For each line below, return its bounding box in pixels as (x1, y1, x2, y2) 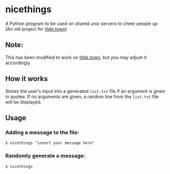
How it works (5, 74, 48, 83)
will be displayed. (5, 98, 42, 105)
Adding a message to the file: (5, 129, 80, 136)
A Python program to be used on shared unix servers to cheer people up (5, 20, 158, 27)
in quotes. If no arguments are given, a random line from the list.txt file (5, 93, 159, 100)
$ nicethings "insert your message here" (5, 140, 95, 146)
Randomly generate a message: (5, 152, 86, 159)
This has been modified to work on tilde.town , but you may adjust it (5, 54, 147, 60)
